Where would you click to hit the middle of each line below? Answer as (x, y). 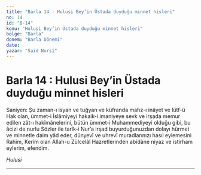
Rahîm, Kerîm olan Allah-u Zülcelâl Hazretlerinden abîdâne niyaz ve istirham (100, 141)
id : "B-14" (20, 23)
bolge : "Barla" (25, 34)
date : (13, 46)
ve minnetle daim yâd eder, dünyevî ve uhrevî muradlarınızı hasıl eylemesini (99, 135)
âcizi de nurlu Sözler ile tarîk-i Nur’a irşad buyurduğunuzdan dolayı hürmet (98, 129)
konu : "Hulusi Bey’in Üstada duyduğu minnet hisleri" (75, 28)
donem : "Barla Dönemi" (34, 40)
